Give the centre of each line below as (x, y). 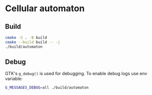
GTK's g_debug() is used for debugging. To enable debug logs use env (76, 74)
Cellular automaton (45, 9)
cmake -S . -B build (26, 38)
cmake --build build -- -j (33, 42)
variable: (14, 79)
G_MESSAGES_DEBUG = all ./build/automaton (47, 88)
